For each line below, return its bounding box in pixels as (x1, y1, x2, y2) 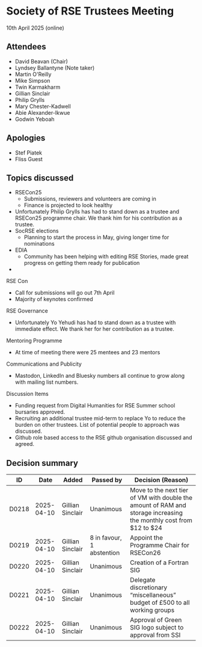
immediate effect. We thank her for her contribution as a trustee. (14, 325, 174, 333)
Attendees (6, 42, 46, 52)
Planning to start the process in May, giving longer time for (23, 234, 170, 241)
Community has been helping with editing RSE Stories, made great (23, 253, 189, 260)
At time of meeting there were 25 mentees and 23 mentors (14, 349, 161, 356)
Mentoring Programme (6, 337, 63, 345)
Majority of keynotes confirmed (14, 296, 93, 303)
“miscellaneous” (130, 591, 176, 599)
